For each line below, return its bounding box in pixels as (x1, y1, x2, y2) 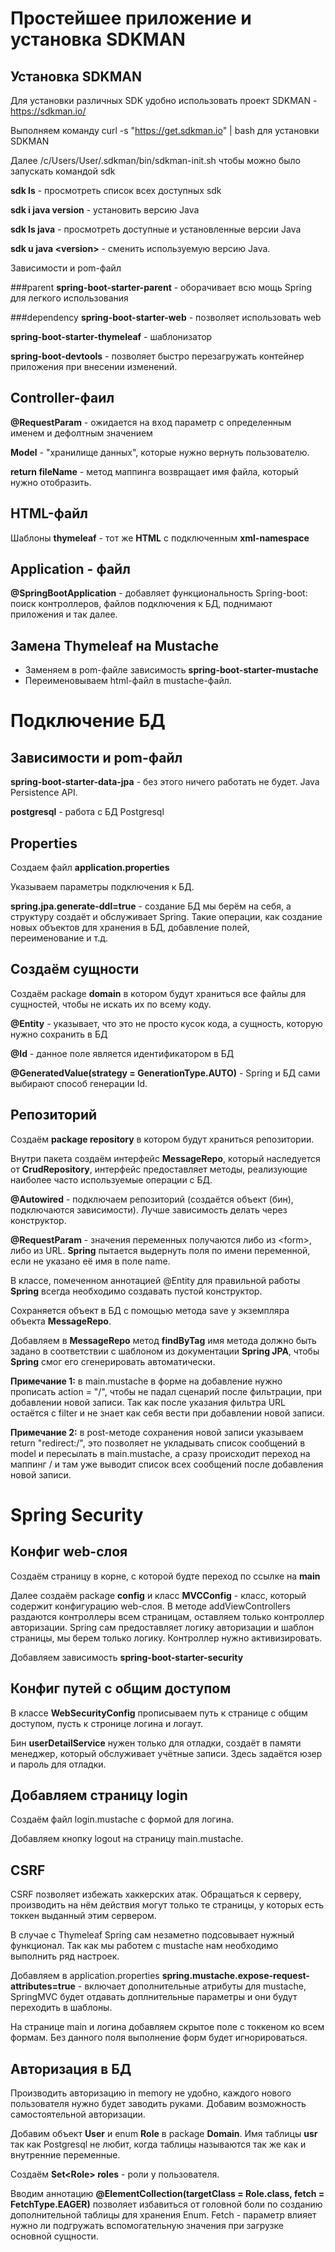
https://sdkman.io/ (10, 105, 87, 117)
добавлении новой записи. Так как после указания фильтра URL (10, 1396, 287, 1408)
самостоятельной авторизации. (10, 2108, 146, 2120)
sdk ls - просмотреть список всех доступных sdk (10, 185, 222, 196)
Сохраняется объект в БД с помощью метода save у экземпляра (10, 1304, 290, 1316)
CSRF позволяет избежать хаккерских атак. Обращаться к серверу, (10, 1888, 302, 1901)
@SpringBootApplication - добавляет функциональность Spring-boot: (10, 587, 308, 599)
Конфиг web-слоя (10, 1543, 128, 1561)
